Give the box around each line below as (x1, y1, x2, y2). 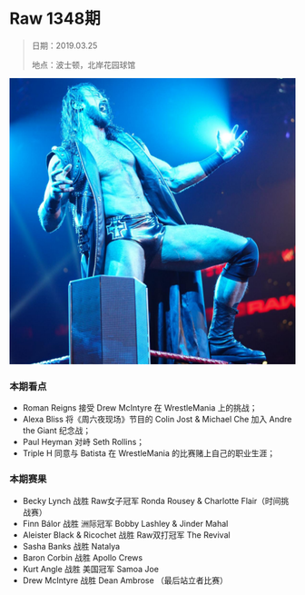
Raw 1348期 (9, 8, 102, 29)
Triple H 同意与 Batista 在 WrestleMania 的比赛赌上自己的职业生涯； (22, 448, 275, 459)
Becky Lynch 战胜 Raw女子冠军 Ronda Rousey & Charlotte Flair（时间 (22, 495, 281, 506)
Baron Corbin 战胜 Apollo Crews (22, 551, 143, 563)
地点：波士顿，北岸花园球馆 (31, 59, 136, 70)
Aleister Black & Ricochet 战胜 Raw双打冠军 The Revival (22, 529, 231, 540)
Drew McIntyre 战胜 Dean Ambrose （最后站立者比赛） (22, 574, 229, 586)
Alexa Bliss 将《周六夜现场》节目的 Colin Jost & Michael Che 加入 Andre (22, 414, 292, 425)
